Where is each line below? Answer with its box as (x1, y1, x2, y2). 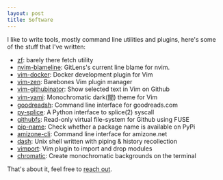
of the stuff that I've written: (7, 42, 86, 51)
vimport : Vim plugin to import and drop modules (16, 144, 153, 153)
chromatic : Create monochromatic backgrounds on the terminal (16, 151, 196, 159)
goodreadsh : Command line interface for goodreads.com (16, 101, 178, 109)
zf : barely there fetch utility (16, 55, 94, 64)
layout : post (7, 10, 44, 17)
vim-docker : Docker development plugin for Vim (16, 70, 153, 79)
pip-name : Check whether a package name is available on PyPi (16, 123, 196, 131)
